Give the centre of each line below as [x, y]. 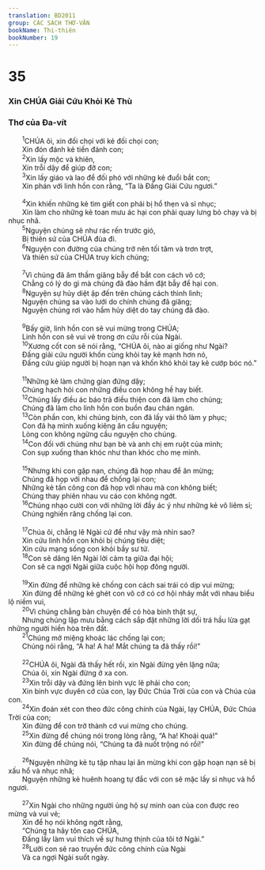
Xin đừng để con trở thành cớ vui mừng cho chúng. [105, 726]
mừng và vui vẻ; [34, 814]
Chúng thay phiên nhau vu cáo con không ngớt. [100, 496]
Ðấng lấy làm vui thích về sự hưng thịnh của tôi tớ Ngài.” [114, 839]
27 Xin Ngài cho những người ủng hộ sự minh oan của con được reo [131, 805]
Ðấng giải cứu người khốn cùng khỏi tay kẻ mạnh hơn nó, [115, 355]
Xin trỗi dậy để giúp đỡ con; [67, 168]
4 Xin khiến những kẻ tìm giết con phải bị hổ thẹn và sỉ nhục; [119, 203]
